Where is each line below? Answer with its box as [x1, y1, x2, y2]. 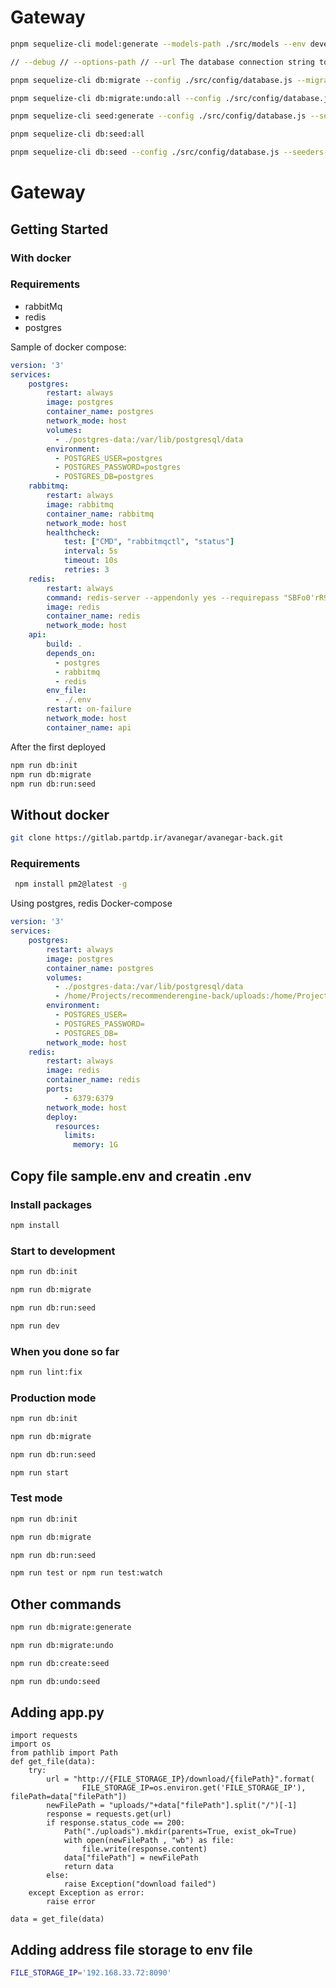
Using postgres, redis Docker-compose [10, 897, 173, 910]
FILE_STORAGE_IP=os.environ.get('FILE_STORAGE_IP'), [81, 1783, 307, 1793]
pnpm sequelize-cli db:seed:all [10, 129, 145, 140]
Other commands [10, 1596, 122, 1613]
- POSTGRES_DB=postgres [54, 472, 155, 482]
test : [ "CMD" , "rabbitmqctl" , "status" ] [63, 537, 235, 547]
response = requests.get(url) [46, 1809, 172, 1820]
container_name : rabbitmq [46, 509, 155, 519]
